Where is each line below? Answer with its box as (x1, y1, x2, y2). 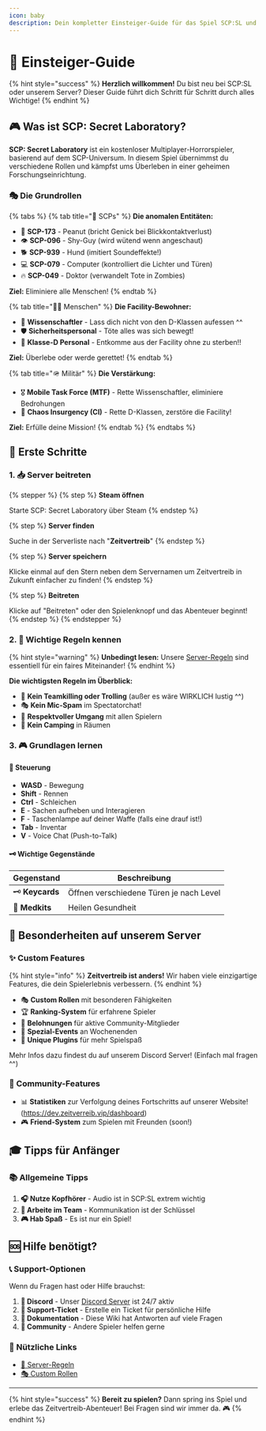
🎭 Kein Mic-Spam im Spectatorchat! (20, 700, 142, 710)
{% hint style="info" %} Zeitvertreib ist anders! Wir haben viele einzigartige (9, 971, 257, 980)
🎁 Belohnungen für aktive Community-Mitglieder (20, 1018, 180, 1028)
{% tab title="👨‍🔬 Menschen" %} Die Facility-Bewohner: (9, 301, 192, 311)
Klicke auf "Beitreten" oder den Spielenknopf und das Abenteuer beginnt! (9, 606, 248, 615)
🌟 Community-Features (9, 1078, 101, 1089)
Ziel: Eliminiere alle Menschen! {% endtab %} (9, 286, 157, 296)
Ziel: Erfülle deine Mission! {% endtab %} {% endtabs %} (9, 422, 196, 432)
